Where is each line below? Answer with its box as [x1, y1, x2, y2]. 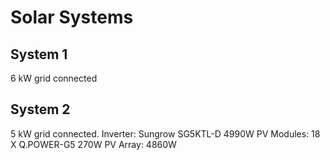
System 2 [10, 101, 71, 118]
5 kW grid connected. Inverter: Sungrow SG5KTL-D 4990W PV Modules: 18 [10, 127, 321, 140]
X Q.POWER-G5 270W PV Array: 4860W [10, 138, 177, 150]
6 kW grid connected [10, 72, 98, 84]
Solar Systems [10, 6, 134, 29]
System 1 [10, 46, 68, 63]
